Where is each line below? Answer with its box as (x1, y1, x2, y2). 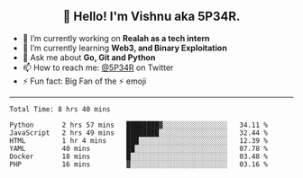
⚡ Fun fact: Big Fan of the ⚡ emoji (22, 76, 147, 86)
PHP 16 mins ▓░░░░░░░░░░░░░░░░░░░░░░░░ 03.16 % (9, 159, 269, 169)
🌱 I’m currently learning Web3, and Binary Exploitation (22, 42, 227, 53)
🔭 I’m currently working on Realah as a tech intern (22, 32, 210, 43)
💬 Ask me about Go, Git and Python (22, 51, 156, 63)
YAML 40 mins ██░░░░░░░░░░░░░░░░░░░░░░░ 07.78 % (9, 144, 269, 153)
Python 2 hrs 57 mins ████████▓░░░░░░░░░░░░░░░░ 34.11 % (9, 120, 269, 129)
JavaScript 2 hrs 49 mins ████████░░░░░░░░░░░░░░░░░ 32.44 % (9, 128, 269, 138)
